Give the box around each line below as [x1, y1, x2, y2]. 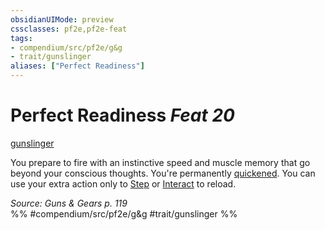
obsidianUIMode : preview [10, 14, 114, 25]
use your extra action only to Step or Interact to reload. [10, 177, 237, 190]
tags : [10, 33, 33, 43]
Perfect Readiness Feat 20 [10, 104, 235, 127]
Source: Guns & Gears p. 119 [10, 197, 128, 209]
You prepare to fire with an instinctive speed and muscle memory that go [10, 156, 311, 168]
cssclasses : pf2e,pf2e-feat [10, 24, 128, 34]
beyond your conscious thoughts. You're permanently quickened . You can [10, 167, 316, 179]
